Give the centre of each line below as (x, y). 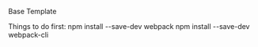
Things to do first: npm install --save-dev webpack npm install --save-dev (129, 26)
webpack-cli (28, 35)
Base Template (32, 11)
